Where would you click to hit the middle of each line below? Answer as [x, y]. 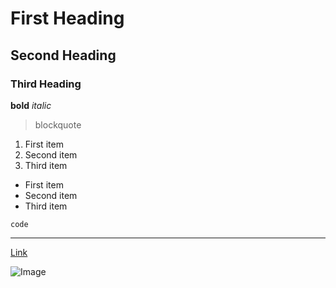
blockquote [58, 124]
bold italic [31, 105]
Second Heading [63, 55]
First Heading [67, 18]
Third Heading [46, 84]
